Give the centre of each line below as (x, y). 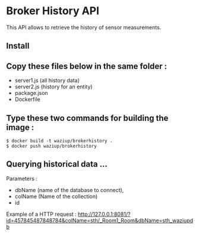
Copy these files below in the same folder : (87, 66)
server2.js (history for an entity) (54, 87)
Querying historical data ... (57, 164)
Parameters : (22, 178)
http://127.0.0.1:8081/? (104, 214)
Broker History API (53, 11)
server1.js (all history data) (47, 81)
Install (18, 46)
